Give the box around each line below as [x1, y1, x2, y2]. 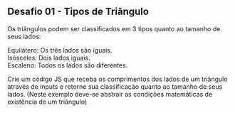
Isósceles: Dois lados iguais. [7, 53, 90, 62]
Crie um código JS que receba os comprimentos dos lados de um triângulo [7, 75, 228, 83]
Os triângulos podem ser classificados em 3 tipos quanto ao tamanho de [7, 24, 221, 33]
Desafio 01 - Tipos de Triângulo [7, 6, 150, 18]
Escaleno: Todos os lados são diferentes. [7, 60, 128, 70]
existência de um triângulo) [7, 97, 88, 106]
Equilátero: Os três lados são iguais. [7, 45, 113, 54]
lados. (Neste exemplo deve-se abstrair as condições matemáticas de [7, 90, 213, 98]
